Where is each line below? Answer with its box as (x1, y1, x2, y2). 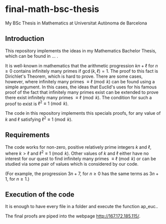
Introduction (5, 34, 45, 43)
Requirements (5, 131, 50, 139)
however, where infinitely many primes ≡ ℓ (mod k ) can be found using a (5, 78, 155, 84)
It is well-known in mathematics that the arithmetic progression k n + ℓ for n (5, 62, 158, 68)
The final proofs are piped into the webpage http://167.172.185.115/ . (5, 213, 141, 219)
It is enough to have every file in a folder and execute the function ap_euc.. (5, 204, 158, 210)
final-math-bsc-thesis (5, 3, 99, 15)
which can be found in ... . (5, 53, 59, 59)
